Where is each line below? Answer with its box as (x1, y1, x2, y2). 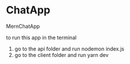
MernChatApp (6, 23, 40, 30)
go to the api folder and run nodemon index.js (14, 45, 124, 52)
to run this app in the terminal (6, 34, 77, 41)
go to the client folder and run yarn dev (14, 51, 109, 58)
